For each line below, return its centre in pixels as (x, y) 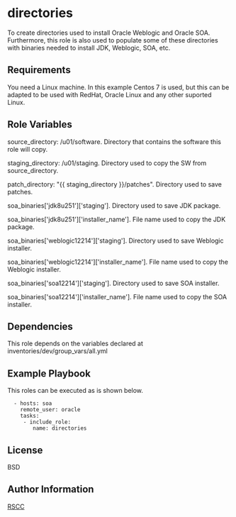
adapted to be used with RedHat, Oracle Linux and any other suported (109, 94)
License (25, 450)
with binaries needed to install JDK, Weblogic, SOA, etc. (89, 48)
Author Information (51, 490)
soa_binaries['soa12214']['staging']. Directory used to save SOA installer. (113, 283)
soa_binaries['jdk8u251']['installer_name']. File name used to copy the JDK (117, 219)
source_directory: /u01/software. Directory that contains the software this (114, 141)
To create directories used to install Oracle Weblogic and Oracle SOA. (109, 33)
